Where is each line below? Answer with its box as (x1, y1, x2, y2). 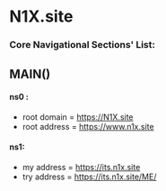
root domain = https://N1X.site (22, 111, 134, 123)
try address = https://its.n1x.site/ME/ (22, 171, 157, 182)
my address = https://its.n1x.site (22, 161, 141, 172)
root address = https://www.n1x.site (22, 121, 154, 132)
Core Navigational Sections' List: (9, 39, 155, 51)
